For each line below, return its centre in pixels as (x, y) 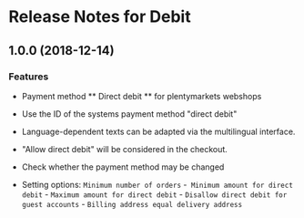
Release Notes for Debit (100, 17)
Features (29, 77)
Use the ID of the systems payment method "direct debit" (129, 114)
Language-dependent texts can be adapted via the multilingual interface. (158, 131)
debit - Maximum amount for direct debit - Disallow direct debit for (154, 194)
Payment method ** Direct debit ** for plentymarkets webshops (142, 96)
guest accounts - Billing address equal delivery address (132, 203)
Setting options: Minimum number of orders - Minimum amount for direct (157, 184)
